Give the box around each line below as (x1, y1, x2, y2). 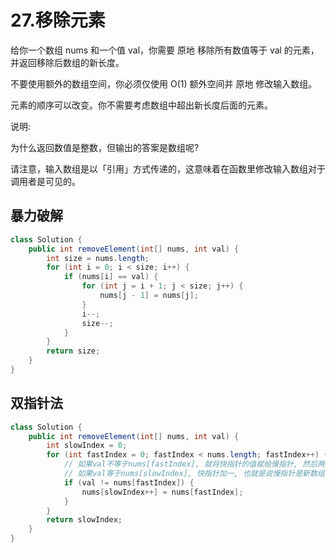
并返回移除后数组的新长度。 (10, 56, 125, 68)
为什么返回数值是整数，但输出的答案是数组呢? (10, 141, 200, 153)
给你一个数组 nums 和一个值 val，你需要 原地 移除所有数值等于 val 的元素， (10, 44, 320, 56)
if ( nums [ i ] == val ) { (63, 272, 159, 282)
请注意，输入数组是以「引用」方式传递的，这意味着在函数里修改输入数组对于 (10, 162, 326, 175)
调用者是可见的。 (10, 175, 81, 187)
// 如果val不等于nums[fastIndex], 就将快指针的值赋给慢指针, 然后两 (63, 459, 325, 470)
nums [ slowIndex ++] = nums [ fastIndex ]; (81, 487, 244, 497)
